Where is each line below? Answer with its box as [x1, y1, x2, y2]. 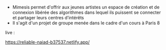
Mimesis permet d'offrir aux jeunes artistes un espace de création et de [12, 4, 160, 10]
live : [5, 30, 15, 35]
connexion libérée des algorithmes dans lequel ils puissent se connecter [12, 9, 161, 15]
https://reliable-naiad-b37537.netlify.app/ [5, 39, 90, 45]
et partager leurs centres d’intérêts [12, 15, 84, 20]
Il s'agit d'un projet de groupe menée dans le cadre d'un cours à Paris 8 [12, 20, 160, 26]
